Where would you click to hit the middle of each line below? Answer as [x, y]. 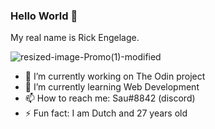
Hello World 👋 [44, 16]
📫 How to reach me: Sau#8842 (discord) [110, 98]
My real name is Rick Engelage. [75, 38]
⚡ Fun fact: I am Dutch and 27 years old [106, 113]
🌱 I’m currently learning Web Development [112, 87]
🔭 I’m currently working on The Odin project [115, 76]
